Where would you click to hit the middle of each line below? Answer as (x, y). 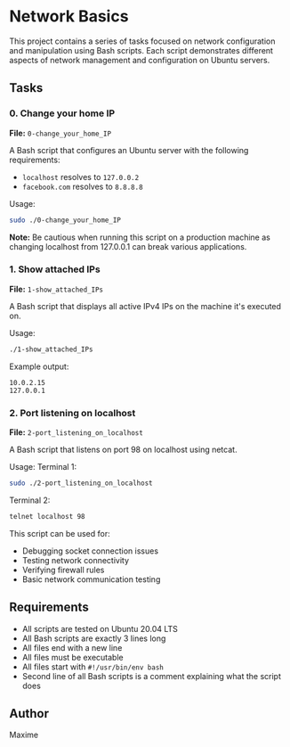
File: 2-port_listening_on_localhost (77, 432)
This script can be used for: (60, 533)
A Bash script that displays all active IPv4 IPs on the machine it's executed (145, 306)
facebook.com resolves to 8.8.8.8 (83, 186)
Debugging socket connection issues (90, 551)
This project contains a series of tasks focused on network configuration (142, 41)
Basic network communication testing (91, 579)
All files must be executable (72, 657)
